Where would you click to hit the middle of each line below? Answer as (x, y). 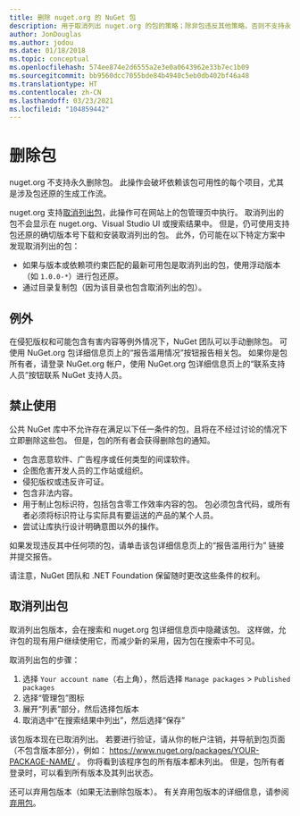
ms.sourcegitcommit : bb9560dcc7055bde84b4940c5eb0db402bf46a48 (129, 76)
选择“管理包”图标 (53, 697)
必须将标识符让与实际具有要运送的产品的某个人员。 (124, 515)
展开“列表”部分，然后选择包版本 (81, 709)
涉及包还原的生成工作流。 (64, 194)
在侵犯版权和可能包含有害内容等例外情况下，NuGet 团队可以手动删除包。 (143, 341)
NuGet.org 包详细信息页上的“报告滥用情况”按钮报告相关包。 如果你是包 (157, 353)
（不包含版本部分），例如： (58, 750)
